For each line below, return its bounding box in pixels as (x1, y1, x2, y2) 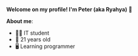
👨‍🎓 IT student (15, 29, 50, 37)
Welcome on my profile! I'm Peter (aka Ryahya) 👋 (6, 6, 133, 13)
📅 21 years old (15, 36, 50, 43)
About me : (6, 18, 33, 24)
